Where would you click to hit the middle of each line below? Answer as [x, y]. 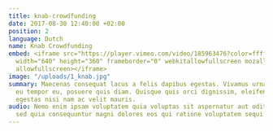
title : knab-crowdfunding [52, 16]
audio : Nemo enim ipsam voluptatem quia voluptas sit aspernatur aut [129, 107]
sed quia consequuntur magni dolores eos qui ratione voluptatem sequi [140, 115]
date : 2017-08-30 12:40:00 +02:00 [67, 24]
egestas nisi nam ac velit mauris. [76, 99]
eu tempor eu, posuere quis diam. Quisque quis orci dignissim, [127, 92]
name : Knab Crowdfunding [50, 46]
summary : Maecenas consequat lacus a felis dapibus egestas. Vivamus [129, 84]
